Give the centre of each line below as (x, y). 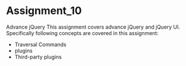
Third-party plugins (38, 57)
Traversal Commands (40, 44)
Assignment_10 (44, 11)
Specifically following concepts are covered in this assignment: (82, 33)
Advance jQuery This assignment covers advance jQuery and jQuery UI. (93, 27)
